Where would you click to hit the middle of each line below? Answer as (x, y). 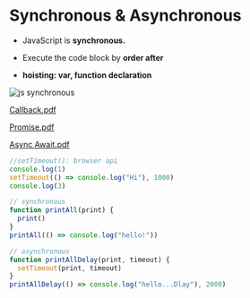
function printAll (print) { (62, 210)
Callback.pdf (33, 109)
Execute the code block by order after (93, 57)
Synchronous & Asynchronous (125, 16)
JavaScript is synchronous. (74, 40)
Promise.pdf (32, 127)
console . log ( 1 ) (38, 169)
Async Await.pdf (39, 144)
